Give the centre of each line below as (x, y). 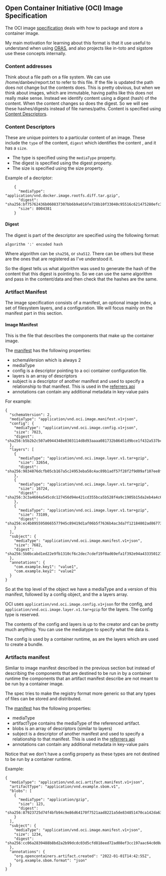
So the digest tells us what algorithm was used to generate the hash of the (81, 268)
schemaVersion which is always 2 (46, 360)
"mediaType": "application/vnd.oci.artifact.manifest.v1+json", (77, 782)
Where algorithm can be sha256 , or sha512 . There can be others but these (80, 253)
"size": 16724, (34, 489)
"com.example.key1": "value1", (46, 567)
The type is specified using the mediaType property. (64, 158)
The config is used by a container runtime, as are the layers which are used (82, 639)
